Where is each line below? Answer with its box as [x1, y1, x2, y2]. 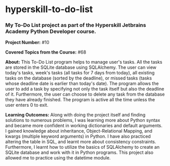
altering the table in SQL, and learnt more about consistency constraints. [5, 139, 156, 145]
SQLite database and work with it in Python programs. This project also [5, 149, 154, 155]
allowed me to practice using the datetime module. [5, 155, 111, 161]
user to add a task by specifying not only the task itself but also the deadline [5, 86, 164, 92]
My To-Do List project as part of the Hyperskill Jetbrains [5, 22, 146, 29]
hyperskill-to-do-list [5, 4, 93, 15]
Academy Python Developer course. [5, 28, 97, 35]
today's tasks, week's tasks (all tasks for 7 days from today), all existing [5, 70, 155, 76]
